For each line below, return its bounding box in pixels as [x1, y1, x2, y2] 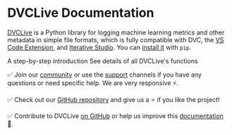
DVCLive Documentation [7, 5, 154, 21]
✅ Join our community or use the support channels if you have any [7, 70, 202, 79]
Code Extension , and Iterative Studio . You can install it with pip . [7, 43, 192, 51]
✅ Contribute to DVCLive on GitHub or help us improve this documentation [7, 111, 224, 120]
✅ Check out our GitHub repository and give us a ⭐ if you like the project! [7, 95, 220, 103]
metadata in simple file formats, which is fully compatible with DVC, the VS [7, 35, 224, 44]
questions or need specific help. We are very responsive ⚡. [7, 79, 179, 87]
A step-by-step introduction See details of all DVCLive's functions [7, 56, 199, 65]
